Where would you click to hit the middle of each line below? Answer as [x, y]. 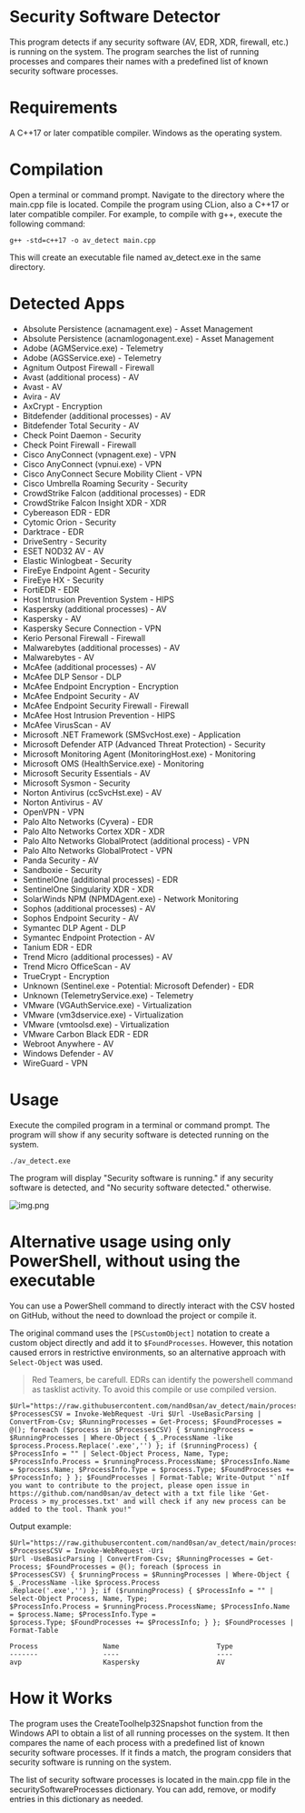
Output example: [40, 1526]
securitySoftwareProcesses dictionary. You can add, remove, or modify [143, 1789]
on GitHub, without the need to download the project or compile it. [133, 1315]
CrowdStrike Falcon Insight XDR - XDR [94, 503]
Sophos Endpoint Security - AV [80, 918]
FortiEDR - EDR [51, 589]
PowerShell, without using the [125, 1261]
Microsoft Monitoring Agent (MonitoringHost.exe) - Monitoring [139, 754]
